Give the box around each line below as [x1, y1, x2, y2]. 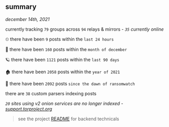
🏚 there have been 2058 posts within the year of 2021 [5, 69, 120, 75]
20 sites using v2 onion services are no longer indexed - [5, 100, 123, 107]
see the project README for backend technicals [17, 116, 119, 122]
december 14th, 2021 [5, 16, 50, 22]
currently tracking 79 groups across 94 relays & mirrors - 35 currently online [5, 26, 164, 32]
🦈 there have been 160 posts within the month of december [5, 46, 127, 52]
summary [5, 3, 37, 11]
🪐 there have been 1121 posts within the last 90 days [5, 56, 119, 62]
